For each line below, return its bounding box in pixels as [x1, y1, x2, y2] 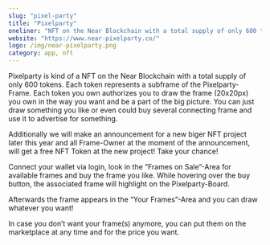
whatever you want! [8, 203, 74, 213]
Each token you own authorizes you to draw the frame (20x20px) [33, 88, 249, 97]
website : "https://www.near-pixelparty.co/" [8, 34, 160, 43]
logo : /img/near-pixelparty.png [8, 42, 117, 50]
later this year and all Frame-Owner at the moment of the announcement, [8, 138, 251, 147]
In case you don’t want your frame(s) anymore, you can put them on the [8, 218, 247, 228]
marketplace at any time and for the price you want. [8, 227, 179, 237]
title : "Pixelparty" [8, 19, 78, 27]
